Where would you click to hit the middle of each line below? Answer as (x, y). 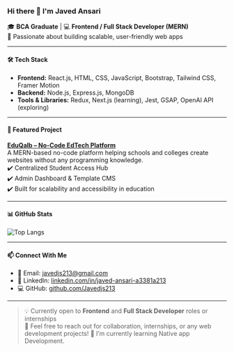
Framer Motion (39, 85)
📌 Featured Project (35, 130)
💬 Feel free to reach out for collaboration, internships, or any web (118, 326)
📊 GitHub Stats (30, 214)
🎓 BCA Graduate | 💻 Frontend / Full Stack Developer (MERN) (98, 26)
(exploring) (33, 107)
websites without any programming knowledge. (76, 160)
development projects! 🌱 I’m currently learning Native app (107, 334)
